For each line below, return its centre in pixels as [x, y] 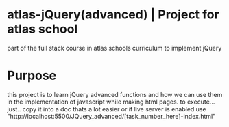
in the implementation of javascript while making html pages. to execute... [111, 102]
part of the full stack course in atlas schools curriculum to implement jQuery [114, 48]
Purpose [32, 76]
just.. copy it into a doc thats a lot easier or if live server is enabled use [107, 109]
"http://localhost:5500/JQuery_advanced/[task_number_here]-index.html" [111, 116]
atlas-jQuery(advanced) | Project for [113, 15]
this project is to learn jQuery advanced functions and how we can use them [115, 94]
